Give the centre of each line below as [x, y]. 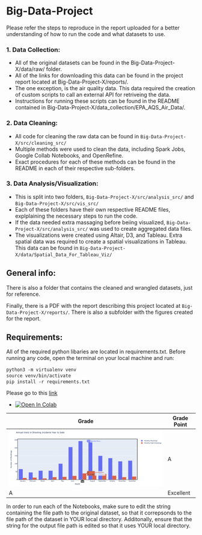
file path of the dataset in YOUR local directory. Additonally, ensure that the [99, 519]
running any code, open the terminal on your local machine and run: [90, 358]
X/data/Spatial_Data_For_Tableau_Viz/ [63, 255]
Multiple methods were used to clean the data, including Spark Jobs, [100, 149]
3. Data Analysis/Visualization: [52, 183]
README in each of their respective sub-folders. [75, 168]
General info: [31, 273]
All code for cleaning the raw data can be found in [77, 136]
